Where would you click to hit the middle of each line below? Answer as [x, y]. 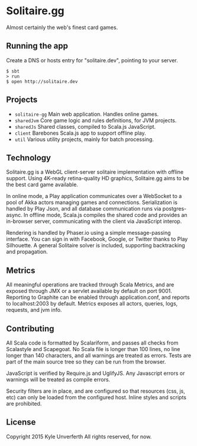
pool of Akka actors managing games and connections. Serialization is [92, 202]
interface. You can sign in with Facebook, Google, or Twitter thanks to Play [97, 239]
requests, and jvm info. [34, 310]
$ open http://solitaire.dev [42, 81]
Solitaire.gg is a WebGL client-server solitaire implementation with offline [95, 172]
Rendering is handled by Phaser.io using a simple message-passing [88, 233]
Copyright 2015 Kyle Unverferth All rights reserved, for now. [79, 437]
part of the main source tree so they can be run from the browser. [86, 362]
